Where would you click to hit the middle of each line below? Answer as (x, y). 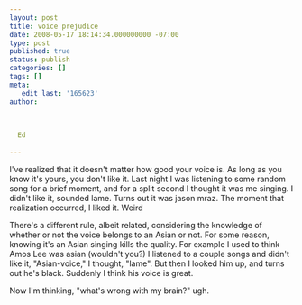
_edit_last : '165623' (58, 93)
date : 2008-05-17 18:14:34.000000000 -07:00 (94, 34)
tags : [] (26, 77)
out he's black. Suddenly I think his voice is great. (101, 273)
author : (24, 102)
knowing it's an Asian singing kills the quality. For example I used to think (145, 244)
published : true (40, 51)
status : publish (40, 60)
